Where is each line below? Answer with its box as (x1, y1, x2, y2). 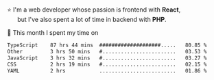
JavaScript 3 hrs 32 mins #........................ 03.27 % (7, 54, 207, 62)
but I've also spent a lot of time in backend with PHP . (16, 16, 167, 23)
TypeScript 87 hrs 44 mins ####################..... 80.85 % (7, 42, 207, 49)
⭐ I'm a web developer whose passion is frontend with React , (7, 5, 181, 14)
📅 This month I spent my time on (7, 29, 99, 36)
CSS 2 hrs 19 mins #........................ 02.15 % (7, 61, 207, 68)
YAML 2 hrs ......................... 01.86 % (7, 67, 207, 74)
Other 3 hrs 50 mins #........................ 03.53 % (7, 48, 207, 55)
